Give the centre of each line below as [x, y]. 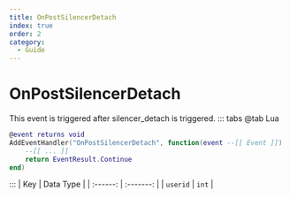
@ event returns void [47, 135]
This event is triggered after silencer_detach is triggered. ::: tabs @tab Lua [145, 118]
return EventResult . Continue [79, 159]
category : [27, 42]
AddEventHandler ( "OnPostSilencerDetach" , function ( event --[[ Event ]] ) [146, 142]
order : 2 [25, 34]
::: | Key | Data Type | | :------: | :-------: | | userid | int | [111, 184]
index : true [31, 26]
